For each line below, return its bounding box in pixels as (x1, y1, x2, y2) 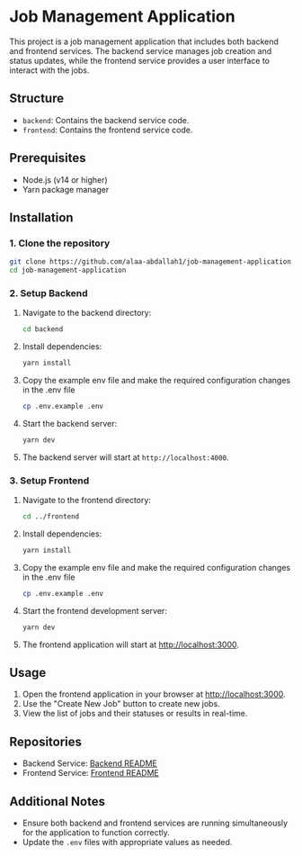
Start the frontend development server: (22, 605, 168, 616)
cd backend (22, 325, 64, 334)
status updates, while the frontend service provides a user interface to (9, 55, 270, 66)
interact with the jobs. (9, 65, 90, 76)
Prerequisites (9, 150, 86, 166)
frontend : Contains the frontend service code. (22, 124, 193, 135)
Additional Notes (9, 794, 106, 809)
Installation (9, 210, 74, 225)
